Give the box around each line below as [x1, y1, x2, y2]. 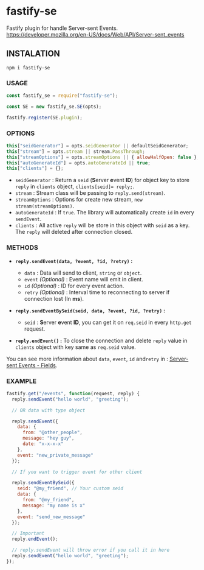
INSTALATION [6, 49, 61, 59]
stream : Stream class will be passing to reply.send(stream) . [15, 189, 166, 197]
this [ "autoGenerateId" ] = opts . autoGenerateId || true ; [6, 160, 151, 166]
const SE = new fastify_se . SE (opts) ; [6, 104, 102, 110]
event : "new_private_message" [17, 452, 94, 458]
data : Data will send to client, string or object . [24, 269, 142, 276]
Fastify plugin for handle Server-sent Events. [6, 24, 118, 32]
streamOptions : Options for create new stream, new [15, 196, 143, 203]
